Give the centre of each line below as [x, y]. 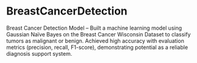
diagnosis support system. [39, 53]
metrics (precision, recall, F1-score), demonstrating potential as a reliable [97, 47]
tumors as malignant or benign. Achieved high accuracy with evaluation [95, 41]
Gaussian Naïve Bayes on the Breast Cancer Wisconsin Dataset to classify [98, 34]
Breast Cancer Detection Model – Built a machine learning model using [94, 28]
